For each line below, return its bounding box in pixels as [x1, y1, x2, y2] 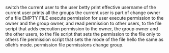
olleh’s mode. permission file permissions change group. [5, 42, 124, 47]
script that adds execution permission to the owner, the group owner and [5, 26, 158, 32]
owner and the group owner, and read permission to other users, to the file [5, 20, 162, 26]
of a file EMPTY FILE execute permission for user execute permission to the [5, 15, 164, 21]
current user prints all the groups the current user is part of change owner [5, 10, 160, 16]
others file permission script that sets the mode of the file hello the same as [5, 36, 164, 42]
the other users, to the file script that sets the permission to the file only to [5, 31, 161, 37]
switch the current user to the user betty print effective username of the [5, 5, 156, 10]
